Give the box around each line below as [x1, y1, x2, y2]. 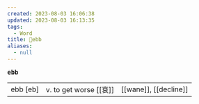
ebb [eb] [10, 84, 40, 94]
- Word [13, 29, 33, 37]
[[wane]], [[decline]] [120, 84, 189, 94]
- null [13, 50, 33, 57]
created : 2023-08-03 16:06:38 [7, 10, 95, 17]
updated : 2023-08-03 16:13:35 [7, 17, 95, 24]
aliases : [7, 43, 33, 50]
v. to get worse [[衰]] [45, 84, 115, 94]
